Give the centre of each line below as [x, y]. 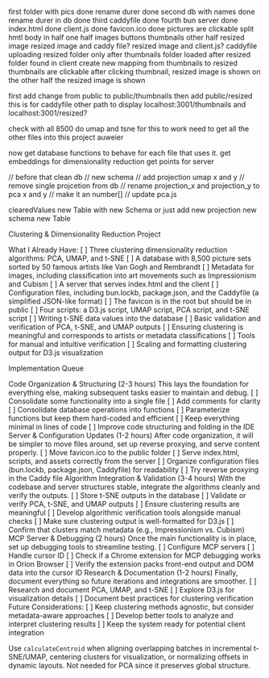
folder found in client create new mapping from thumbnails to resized [123, 63]
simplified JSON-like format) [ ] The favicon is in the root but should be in [130, 301]
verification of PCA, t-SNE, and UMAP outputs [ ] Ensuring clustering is [126, 327]
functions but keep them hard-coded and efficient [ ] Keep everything [124, 418]
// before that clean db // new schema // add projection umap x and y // [126, 177]
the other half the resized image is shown [77, 80]
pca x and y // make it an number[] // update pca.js [93, 194]
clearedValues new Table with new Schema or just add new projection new [132, 210]
